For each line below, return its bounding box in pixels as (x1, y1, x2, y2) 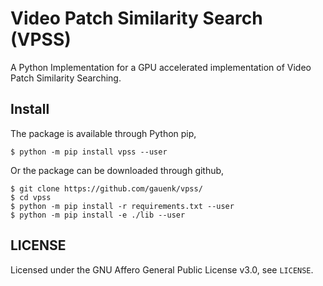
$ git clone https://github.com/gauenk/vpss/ (10, 183, 203, 194)
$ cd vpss (10, 192, 52, 202)
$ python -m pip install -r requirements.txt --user (10, 201, 235, 211)
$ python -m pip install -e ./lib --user (10, 210, 186, 220)
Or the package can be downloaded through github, (10, 164, 225, 176)
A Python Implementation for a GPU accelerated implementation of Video (10, 61, 312, 73)
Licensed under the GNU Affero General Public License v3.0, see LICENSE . (10, 263, 314, 276)
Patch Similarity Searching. (10, 72, 122, 84)
